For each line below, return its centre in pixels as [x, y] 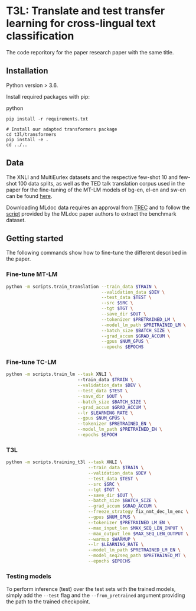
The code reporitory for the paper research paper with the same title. [90, 52]
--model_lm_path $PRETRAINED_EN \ [120, 430]
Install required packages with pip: [48, 96]
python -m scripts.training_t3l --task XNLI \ [64, 462]
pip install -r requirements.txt [47, 119]
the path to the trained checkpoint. [48, 602]
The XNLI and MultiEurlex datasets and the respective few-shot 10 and [92, 177]
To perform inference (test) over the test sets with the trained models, [91, 589]
